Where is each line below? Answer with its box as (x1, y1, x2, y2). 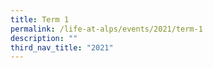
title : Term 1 (10, 14, 70, 25)
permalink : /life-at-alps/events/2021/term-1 (10, 24, 203, 34)
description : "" (10, 33, 78, 43)
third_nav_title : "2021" (10, 42, 114, 53)
